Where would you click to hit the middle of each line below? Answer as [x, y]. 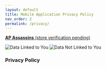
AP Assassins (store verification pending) [48, 38]
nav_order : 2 [18, 19]
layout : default [22, 10]
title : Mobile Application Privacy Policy [49, 14]
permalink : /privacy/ [27, 24]
